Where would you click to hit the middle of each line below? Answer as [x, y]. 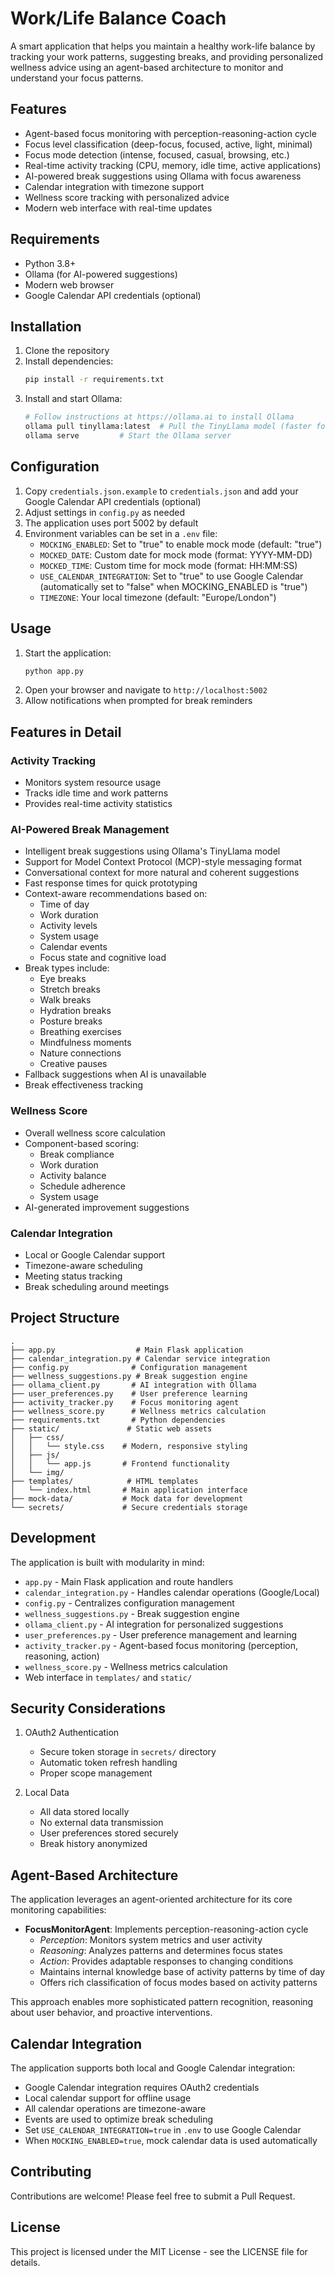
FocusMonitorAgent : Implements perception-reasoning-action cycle [166, 1929]
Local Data [47, 1793]
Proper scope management [96, 1773]
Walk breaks [65, 1000]
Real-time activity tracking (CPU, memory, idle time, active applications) [173, 165]
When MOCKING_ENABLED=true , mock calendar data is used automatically [171, 2141]
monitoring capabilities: [58, 1910]
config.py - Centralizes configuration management [129, 1603]
